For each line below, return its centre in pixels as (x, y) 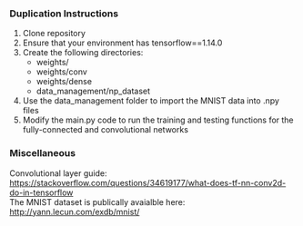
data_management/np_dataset (93, 91)
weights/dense (64, 82)
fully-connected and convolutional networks (106, 130)
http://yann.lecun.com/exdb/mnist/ (75, 211)
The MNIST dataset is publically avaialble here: (97, 201)
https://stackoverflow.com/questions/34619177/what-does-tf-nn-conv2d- (148, 182)
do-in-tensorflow (41, 192)
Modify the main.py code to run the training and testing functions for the (158, 120)
